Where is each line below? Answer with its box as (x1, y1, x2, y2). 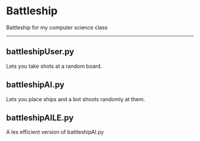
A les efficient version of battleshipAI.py (6, 129, 104, 136)
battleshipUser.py (6, 46, 74, 57)
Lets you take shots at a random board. (6, 62, 102, 70)
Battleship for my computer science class (6, 24, 108, 31)
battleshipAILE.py (6, 112, 74, 123)
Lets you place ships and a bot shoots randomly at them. (6, 95, 145, 102)
